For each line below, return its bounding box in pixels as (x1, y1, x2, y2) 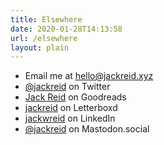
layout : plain (10, 42, 70, 53)
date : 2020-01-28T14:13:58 (10, 24, 123, 34)
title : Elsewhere (10, 14, 83, 25)
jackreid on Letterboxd (24, 102, 118, 114)
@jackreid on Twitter (24, 81, 111, 93)
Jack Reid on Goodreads (24, 91, 127, 103)
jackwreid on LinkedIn (24, 112, 116, 125)
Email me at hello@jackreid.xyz (24, 70, 154, 82)
